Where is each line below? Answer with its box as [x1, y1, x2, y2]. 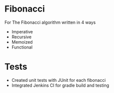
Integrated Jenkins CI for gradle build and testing [11, 82, 110, 88]
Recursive [11, 34, 32, 40]
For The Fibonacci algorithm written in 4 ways [4, 19, 96, 25]
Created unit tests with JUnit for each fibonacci [11, 77, 106, 83]
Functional [11, 44, 33, 50]
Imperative [11, 29, 33, 34]
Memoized [11, 39, 33, 45]
